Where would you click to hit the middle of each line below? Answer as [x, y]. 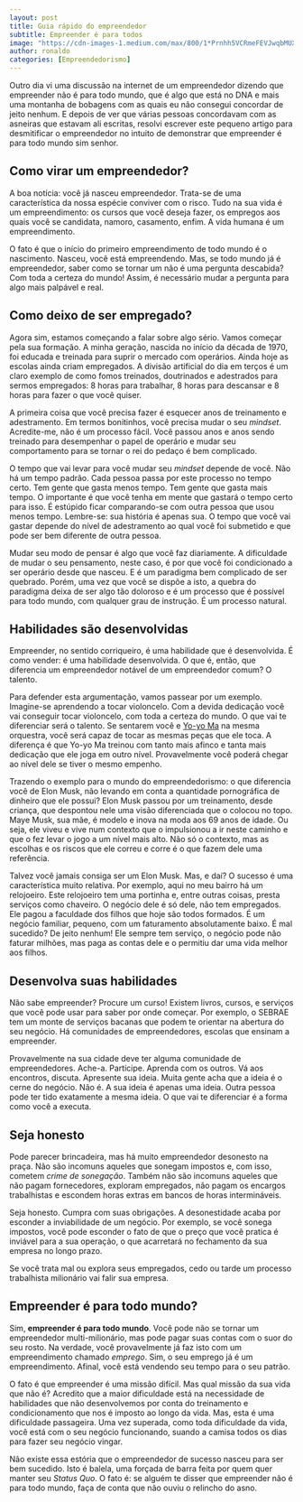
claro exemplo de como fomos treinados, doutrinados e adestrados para [143, 375]
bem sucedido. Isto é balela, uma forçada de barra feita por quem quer [141, 1469]
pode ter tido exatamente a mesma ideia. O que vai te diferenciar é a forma [149, 1097]
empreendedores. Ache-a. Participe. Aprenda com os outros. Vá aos [137, 1068]
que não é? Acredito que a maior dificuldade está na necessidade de [137, 1393]
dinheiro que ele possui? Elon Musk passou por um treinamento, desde [141, 801]
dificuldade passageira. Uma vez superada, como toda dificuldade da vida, [149, 1422]
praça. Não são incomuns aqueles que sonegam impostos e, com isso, [141, 1166]
